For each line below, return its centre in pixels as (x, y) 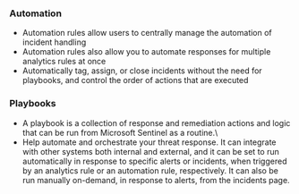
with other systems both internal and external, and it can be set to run (150, 151)
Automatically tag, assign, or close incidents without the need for (142, 71)
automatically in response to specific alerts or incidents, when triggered (154, 161)
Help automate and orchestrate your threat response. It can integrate (149, 142)
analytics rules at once (64, 62)
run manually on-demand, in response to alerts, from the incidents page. (156, 180)
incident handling (54, 42)
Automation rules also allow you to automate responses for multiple (146, 52)
